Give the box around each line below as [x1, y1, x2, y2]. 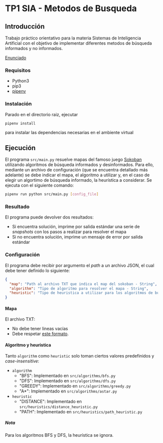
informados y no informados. [5, 46, 63, 51]
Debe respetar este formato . [12, 331, 69, 337]
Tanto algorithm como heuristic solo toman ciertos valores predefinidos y [5, 353, 154, 358]
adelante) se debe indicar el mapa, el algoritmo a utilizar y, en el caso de [5, 172, 150, 178]
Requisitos [5, 67, 31, 73]
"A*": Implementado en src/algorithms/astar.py [19, 388, 117, 394]
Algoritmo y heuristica [5, 342, 51, 348]
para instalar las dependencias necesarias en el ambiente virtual [5, 130, 134, 136]
